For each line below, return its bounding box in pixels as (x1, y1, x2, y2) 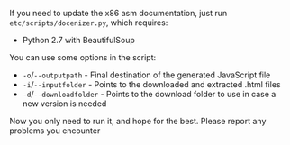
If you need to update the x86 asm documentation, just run (9, 8, 228, 18)
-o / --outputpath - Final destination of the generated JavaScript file (22, 69, 271, 80)
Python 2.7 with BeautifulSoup (22, 35, 135, 45)
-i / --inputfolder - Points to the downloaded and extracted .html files (22, 79, 281, 89)
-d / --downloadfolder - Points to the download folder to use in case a (22, 89, 276, 99)
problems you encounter (9, 125, 101, 136)
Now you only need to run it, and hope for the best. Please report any (9, 116, 267, 126)
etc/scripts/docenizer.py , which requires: (9, 17, 168, 28)
